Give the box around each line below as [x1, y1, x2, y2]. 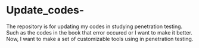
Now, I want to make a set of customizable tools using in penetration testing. [6, 35, 194, 42]
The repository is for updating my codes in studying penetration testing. [6, 23, 183, 30]
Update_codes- [6, 4, 85, 17]
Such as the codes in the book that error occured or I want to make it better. [6, 29, 192, 36]
